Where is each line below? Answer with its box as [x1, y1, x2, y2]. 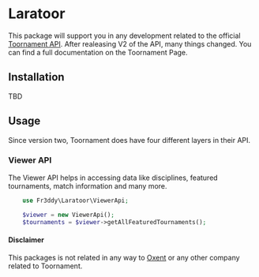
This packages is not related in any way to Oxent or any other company [8, 253, 240, 262]
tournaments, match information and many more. [8, 181, 167, 190]
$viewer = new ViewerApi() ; [22, 211, 114, 219]
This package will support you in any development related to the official [8, 31, 241, 40]
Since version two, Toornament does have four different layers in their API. [8, 135, 251, 144]
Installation [8, 70, 65, 84]
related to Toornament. [8, 261, 83, 271]
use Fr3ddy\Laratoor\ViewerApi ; [22, 197, 129, 204]
